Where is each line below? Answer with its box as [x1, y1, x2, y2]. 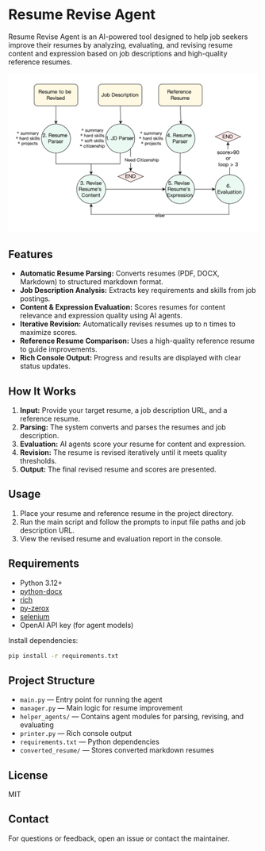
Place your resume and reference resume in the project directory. [19, 508, 234, 518]
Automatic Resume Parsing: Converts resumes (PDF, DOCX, [19, 268, 220, 279]
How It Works [8, 384, 77, 398]
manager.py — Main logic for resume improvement [19, 703, 183, 713]
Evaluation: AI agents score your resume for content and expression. [19, 439, 247, 449]
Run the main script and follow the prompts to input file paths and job [19, 517, 246, 526]
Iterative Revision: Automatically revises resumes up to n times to [19, 319, 236, 329]
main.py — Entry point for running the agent [19, 695, 163, 704]
